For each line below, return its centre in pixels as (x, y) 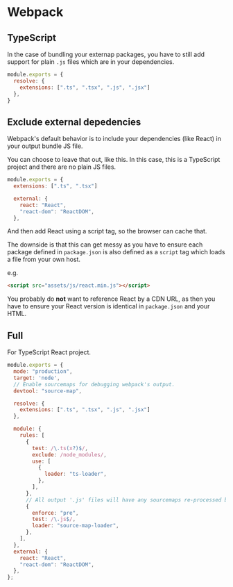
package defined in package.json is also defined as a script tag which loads (116, 252)
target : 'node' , (37, 378)
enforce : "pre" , (55, 513)
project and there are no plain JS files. (62, 167)
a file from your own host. (44, 259)
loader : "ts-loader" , (76, 474)
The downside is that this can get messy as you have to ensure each (105, 245)
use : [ (42, 461)
